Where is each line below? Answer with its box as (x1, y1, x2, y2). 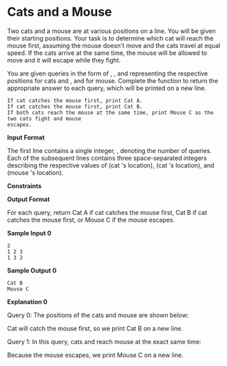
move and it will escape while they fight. (7, 56, 121, 64)
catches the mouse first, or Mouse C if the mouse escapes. (7, 216, 175, 224)
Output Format (7, 195, 50, 203)
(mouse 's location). (7, 168, 64, 176)
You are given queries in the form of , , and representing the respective (7, 69, 208, 78)
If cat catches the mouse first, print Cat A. (7, 97, 143, 104)
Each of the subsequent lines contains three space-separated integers (7, 154, 208, 162)
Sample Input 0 (7, 229, 52, 237)
